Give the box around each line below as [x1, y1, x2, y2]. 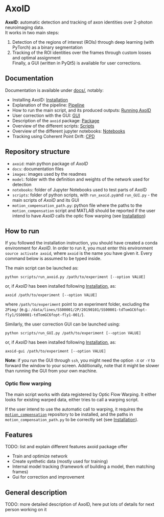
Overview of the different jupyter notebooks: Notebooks [12, 128, 125, 134]
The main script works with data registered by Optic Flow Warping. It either [5, 391, 157, 397]
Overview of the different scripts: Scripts [12, 123, 94, 129]
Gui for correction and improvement [12, 474, 85, 480]
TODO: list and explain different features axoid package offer [5, 444, 128, 450]
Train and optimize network [12, 453, 68, 459]
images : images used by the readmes [12, 171, 87, 177]
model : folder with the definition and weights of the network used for [12, 176, 150, 182]
